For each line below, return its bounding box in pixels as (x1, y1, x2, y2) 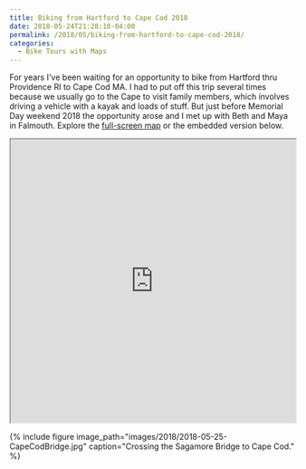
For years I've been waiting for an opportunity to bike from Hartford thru (9, 72, 278, 83)
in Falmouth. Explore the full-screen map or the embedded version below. (9, 120, 284, 132)
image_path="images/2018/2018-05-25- (76, 432, 228, 443)
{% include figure (9, 432, 75, 443)
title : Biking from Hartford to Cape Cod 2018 (9, 13, 188, 23)
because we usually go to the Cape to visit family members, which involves (9, 92, 290, 103)
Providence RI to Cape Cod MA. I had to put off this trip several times (9, 82, 267, 93)
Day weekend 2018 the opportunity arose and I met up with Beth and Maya (9, 111, 288, 122)
